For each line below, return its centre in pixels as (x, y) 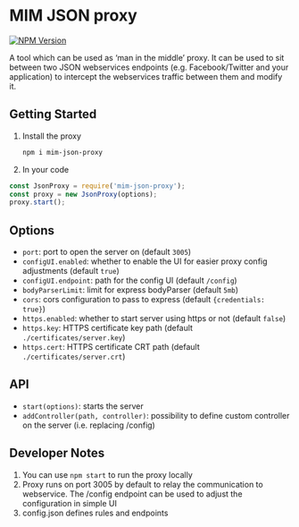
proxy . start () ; (37, 202)
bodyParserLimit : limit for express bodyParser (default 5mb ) (130, 290)
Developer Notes (57, 453)
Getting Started (53, 114)
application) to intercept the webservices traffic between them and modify (146, 76)
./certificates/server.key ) (74, 337)
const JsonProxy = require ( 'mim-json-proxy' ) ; (97, 186)
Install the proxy (52, 136)
